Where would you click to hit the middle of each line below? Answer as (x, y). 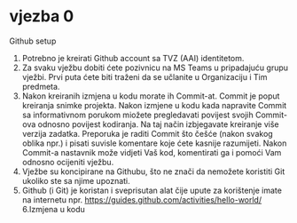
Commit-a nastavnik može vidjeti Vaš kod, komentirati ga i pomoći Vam (152, 152)
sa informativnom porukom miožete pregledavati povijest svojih (138, 115)
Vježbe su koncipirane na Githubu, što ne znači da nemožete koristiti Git (153, 171)
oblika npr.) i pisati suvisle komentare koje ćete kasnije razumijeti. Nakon (154, 143)
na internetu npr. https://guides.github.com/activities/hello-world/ (142, 199)
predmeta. (41, 86)
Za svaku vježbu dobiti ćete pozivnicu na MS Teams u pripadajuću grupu (155, 68)
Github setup (33, 41)
